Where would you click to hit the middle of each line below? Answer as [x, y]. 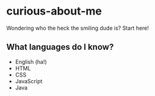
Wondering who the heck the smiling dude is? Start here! [78, 28]
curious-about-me [54, 11]
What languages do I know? [60, 47]
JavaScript [29, 81]
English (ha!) [31, 61]
